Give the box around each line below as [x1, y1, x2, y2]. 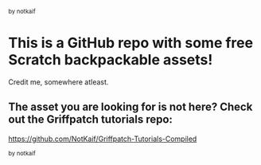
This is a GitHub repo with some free [8, 34, 253, 52]
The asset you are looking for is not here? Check [8, 100, 253, 114]
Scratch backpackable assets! [8, 51, 213, 69]
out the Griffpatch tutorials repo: [8, 112, 173, 127]
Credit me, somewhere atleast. [8, 77, 109, 87]
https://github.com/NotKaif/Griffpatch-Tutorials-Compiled [8, 134, 197, 143]
